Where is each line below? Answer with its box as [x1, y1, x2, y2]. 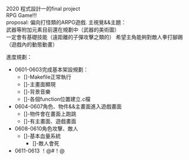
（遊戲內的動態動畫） [6, 41, 58, 48]
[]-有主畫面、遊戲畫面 [23, 117, 77, 125]
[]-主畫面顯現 [23, 81, 56, 87]
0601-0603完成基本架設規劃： [14, 66, 89, 73]
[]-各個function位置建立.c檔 [23, 96, 91, 102]
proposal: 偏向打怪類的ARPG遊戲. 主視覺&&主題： [6, 19, 127, 25]
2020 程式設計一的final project [6, 5, 81, 12]
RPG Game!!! [6, 12, 37, 19]
